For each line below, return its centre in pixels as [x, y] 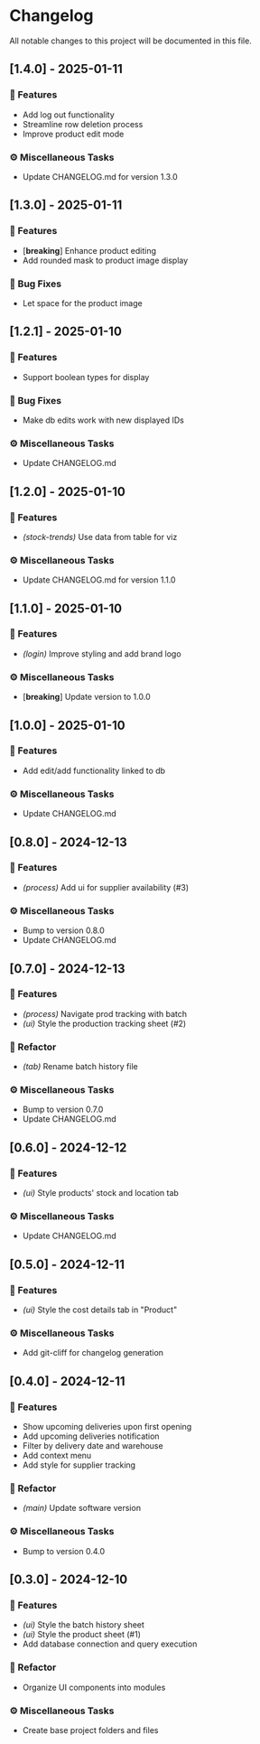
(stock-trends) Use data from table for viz [100, 536]
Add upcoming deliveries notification [91, 1436]
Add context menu [57, 1456]
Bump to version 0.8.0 [64, 930]
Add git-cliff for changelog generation [93, 1353]
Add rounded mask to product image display [105, 260]
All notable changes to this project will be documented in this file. [131, 41]
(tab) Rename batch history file [80, 1067]
